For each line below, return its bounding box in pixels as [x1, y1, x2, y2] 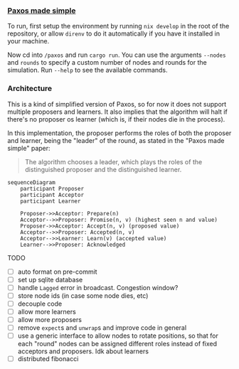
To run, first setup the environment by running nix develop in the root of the [7, 22, 230, 31]
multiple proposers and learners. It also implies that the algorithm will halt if [7, 107, 228, 116]
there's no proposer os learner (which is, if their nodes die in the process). [7, 114, 225, 123]
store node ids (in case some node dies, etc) [17, 291, 149, 300]
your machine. [7, 37, 50, 46]
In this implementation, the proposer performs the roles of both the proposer [7, 129, 232, 137]
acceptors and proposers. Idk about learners [17, 347, 149, 355]
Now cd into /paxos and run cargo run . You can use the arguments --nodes [7, 50, 226, 59]
